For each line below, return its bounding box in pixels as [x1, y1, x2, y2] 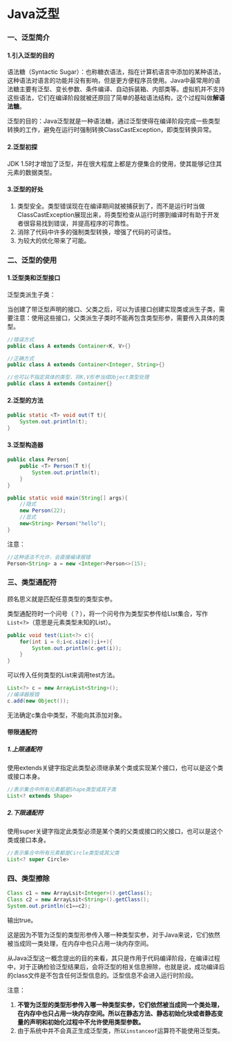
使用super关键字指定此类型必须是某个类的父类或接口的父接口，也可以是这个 [7, 827, 223, 836]
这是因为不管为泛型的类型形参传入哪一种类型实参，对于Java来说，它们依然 [7, 930, 221, 939]
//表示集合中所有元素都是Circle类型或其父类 [7, 850, 119, 857]
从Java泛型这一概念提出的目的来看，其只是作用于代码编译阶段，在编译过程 [7, 954, 221, 962]
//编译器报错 [7, 691, 39, 698]
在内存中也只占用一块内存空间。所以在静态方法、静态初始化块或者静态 [17, 1009, 217, 1018]
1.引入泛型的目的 [7, 51, 55, 59]
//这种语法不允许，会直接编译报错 [7, 553, 91, 560]
